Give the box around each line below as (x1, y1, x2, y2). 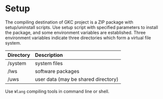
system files (34, 60, 63, 67)
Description (34, 51, 63, 58)
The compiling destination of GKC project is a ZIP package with (5, 19, 134, 25)
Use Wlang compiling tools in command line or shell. (5, 88, 110, 94)
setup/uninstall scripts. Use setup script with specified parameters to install (5, 24, 159, 30)
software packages (34, 68, 80, 74)
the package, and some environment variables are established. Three (5, 29, 146, 35)
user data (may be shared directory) (34, 75, 119, 82)
